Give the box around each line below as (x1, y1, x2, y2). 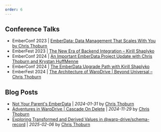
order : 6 (5, 7, 23, 12)
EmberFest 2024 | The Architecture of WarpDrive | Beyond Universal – (12, 69, 153, 75)
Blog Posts (5, 88, 38, 96)
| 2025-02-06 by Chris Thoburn (26, 122, 91, 128)
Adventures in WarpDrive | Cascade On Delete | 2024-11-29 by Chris (12, 106, 149, 112)
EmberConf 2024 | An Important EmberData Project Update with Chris (12, 53, 153, 59)
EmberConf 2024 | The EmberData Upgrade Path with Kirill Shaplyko (12, 64, 150, 69)
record (12, 122, 26, 128)
